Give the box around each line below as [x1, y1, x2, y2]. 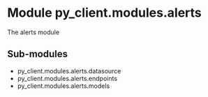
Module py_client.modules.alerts [7, 5, 202, 21]
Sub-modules [7, 48, 68, 60]
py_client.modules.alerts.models [17, 82, 110, 90]
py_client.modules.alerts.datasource [17, 66, 121, 75]
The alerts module [7, 28, 60, 36]
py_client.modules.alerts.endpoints [17, 74, 117, 82]
